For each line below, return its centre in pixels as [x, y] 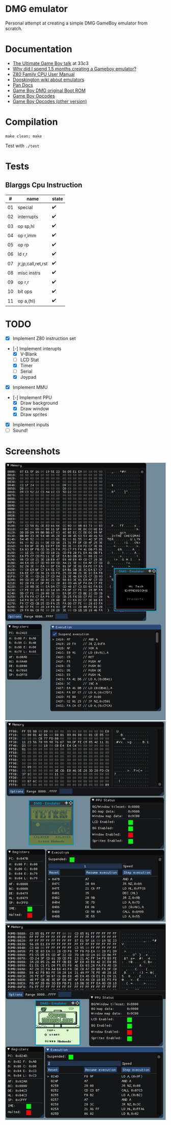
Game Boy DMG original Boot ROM [49, 90]
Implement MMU [30, 387]
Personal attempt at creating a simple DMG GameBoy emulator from [77, 23]
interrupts [28, 217]
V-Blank [28, 354]
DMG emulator [37, 9]
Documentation [39, 49]
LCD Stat [30, 360]
